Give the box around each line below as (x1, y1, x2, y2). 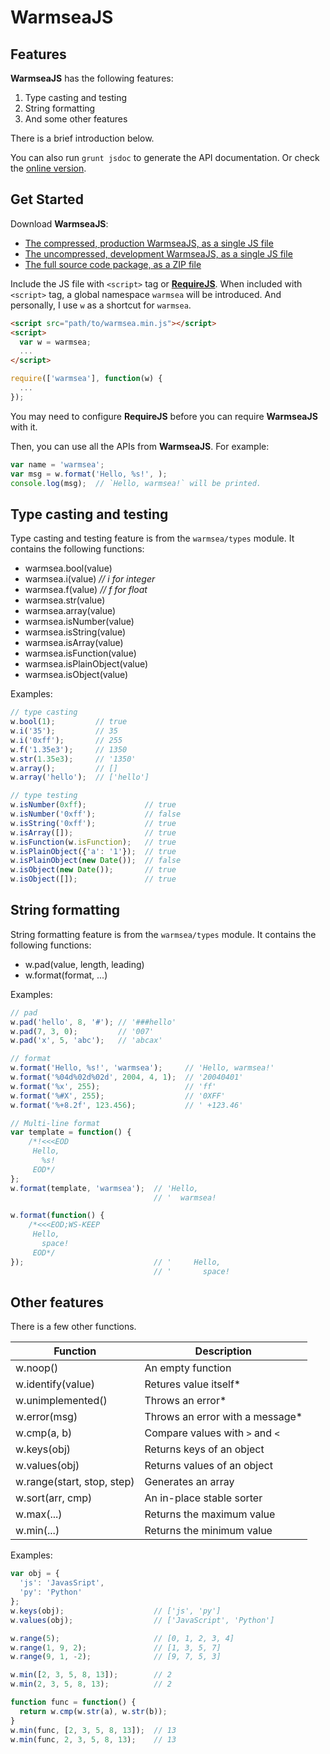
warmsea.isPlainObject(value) (24, 658, 149, 670)
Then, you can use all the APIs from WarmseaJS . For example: (10, 440, 270, 452)
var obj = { (10, 1569, 60, 1579)
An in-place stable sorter (144, 1491, 263, 1505)
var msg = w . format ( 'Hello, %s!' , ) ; (10, 469, 168, 479)
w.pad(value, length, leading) (24, 958, 145, 970)
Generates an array (144, 1475, 235, 1489)
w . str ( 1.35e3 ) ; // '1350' (10, 754, 137, 764)
